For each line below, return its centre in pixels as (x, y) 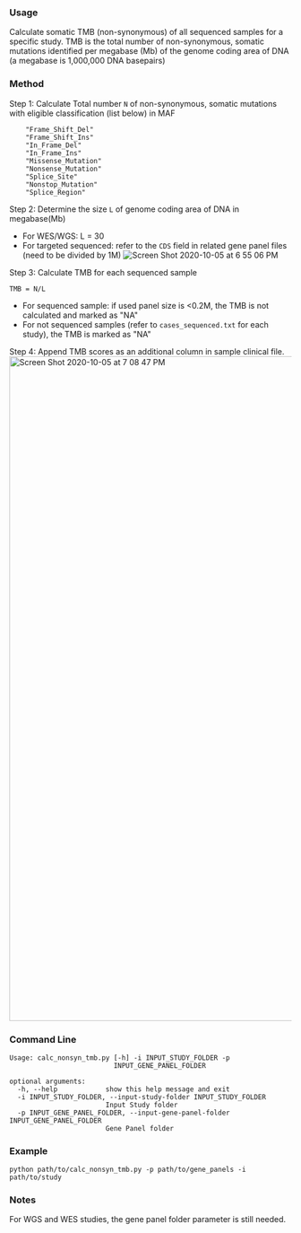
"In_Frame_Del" (54, 145)
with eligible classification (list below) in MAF (92, 113)
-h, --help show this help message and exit (124, 1089)
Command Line (43, 1039)
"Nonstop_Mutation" (62, 184)
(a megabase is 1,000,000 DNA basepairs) (87, 61)
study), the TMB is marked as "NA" (87, 334)
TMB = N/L (28, 289)
